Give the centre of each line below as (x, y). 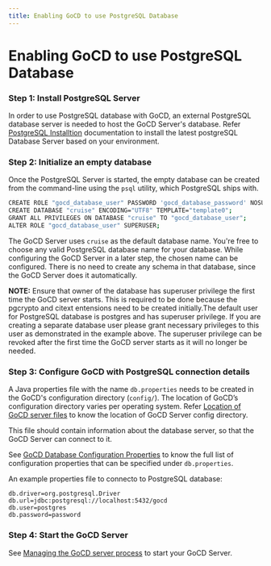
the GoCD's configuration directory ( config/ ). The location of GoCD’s (123, 398)
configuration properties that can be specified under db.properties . (121, 464)
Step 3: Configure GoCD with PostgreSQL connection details (129, 372)
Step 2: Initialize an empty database (80, 162)
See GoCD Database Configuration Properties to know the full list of (121, 455)
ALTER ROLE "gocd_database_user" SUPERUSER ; (84, 226)
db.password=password (45, 515)
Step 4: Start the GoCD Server (69, 535)
